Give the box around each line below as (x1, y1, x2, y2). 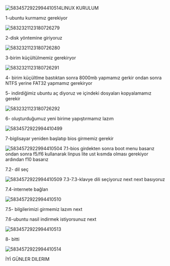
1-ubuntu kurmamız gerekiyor (5, 15, 68, 21)
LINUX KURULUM (61, 5, 99, 11)
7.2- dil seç (5, 166, 29, 172)
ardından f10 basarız (5, 156, 49, 162)
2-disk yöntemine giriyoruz (5, 35, 63, 41)
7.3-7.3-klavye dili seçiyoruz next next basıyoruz (63, 176, 165, 182)
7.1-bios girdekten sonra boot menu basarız (63, 146, 155, 151)
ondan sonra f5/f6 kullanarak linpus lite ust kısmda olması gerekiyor (5, 151, 149, 157)
